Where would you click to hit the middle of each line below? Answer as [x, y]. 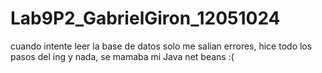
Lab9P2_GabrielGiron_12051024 [145, 18]
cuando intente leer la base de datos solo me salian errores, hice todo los [161, 46]
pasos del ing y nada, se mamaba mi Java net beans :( [122, 56]
